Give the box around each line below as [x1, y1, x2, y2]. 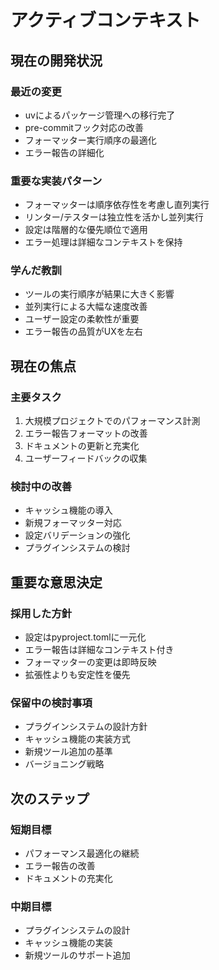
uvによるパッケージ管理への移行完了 [24, 109, 176, 121]
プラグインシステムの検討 [24, 542, 131, 554]
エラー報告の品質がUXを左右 [24, 326, 143, 338]
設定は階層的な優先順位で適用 [24, 224, 148, 236]
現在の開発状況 [10, 52, 103, 69]
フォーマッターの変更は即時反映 [24, 656, 157, 668]
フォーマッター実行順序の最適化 [24, 134, 157, 146]
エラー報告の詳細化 [24, 146, 105, 158]
